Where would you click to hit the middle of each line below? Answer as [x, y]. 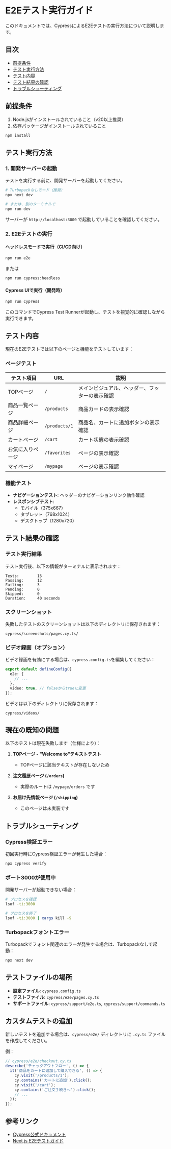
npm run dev [18, 209]
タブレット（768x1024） [46, 514]
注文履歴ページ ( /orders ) [38, 776]
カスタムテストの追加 [39, 1021]
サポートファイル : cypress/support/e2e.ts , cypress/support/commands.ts [89, 1003]
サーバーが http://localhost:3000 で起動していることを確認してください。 [84, 219]
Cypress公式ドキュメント [39, 1135]
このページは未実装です [45, 808]
